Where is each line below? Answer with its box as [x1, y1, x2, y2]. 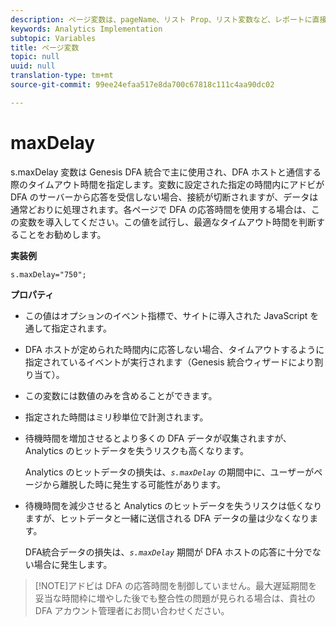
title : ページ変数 [10, 42, 80, 53]
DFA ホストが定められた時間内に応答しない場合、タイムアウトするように [24, 343, 325, 355]
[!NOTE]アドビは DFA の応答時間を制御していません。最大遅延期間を [34, 579, 318, 591]
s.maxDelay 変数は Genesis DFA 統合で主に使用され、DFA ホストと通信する [10, 166, 322, 178]
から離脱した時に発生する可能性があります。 [42, 478, 227, 490]
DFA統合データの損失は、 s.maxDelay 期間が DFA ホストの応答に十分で [24, 546, 313, 558]
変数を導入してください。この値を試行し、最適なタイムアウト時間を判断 [18, 216, 317, 228]
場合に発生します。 [33, 558, 113, 570]
